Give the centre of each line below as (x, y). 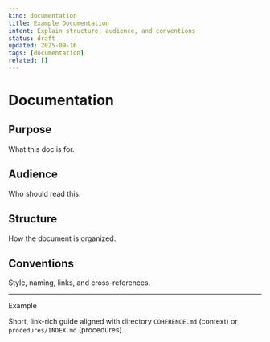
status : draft (32, 38)
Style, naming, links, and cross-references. (80, 283)
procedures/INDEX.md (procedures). (66, 330)
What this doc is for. (41, 149)
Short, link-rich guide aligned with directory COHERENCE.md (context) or (123, 321)
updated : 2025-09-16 (43, 46)
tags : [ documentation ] (46, 53)
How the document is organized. (62, 238)
